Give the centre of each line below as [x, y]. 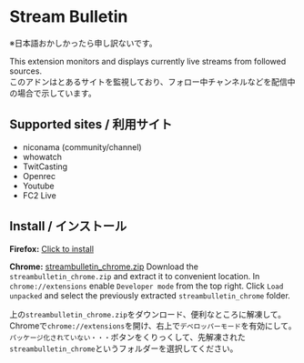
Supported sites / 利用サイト [91, 125]
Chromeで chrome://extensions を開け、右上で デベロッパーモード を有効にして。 [151, 326]
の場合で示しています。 [53, 93]
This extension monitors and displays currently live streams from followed [148, 61]
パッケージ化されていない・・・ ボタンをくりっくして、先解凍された [127, 337]
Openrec [39, 176]
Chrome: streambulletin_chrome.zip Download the [104, 267]
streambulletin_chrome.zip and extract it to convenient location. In [135, 276]
